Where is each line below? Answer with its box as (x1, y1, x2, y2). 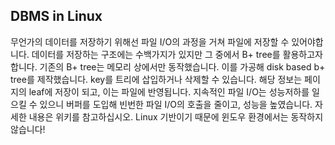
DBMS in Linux (10, 8, 103, 25)
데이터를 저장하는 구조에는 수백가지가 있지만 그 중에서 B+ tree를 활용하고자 (31, 48, 323, 60)
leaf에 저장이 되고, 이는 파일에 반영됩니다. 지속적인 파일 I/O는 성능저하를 (28, 85, 310, 98)
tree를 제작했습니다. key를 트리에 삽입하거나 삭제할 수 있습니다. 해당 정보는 (10, 73, 303, 85)
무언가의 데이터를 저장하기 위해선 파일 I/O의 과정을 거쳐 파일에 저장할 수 (10, 35, 290, 48)
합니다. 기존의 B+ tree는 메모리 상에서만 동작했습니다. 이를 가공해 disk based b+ (10, 60, 326, 73)
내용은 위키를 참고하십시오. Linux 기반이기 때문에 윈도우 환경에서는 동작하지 (28, 110, 324, 123)
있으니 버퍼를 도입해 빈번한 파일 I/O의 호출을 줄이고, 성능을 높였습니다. (39, 98, 313, 110)
